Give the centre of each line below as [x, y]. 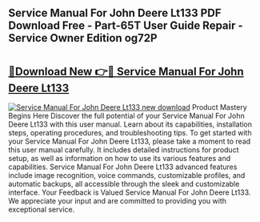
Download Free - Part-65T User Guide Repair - [126, 26]
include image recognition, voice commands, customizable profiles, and [127, 175]
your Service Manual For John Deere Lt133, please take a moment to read [130, 141]
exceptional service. [42, 209]
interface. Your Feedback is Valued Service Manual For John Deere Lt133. [130, 192]
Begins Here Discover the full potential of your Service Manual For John [127, 116]
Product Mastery [220, 107]
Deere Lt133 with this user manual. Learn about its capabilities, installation [130, 124]
